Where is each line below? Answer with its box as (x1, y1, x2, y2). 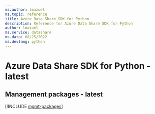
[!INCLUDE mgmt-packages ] (5, 103, 63, 109)
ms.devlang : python (5, 39, 45, 44)
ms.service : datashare (5, 30, 52, 35)
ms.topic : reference (5, 12, 48, 17)
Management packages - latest (5, 90, 103, 99)
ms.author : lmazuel (5, 7, 45, 12)
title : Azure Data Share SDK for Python (5, 16, 90, 21)
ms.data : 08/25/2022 (5, 35, 48, 40)
